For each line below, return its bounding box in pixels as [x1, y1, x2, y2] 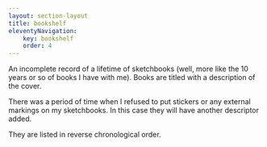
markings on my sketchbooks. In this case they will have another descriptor [8, 106, 260, 115]
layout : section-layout [8, 11, 89, 20]
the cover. [8, 82, 42, 91]
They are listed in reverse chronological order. [8, 130, 161, 140]
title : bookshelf [8, 19, 67, 27]
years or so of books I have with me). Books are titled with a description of [8, 73, 256, 82]
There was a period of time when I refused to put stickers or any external [8, 97, 252, 107]
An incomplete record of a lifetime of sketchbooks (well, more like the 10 [8, 64, 248, 73]
